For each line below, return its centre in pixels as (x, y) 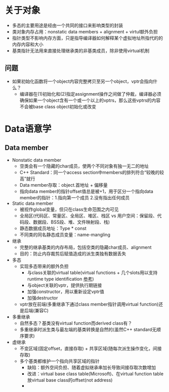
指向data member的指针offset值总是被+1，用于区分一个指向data (87, 191)
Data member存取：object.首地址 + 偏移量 (64, 185)
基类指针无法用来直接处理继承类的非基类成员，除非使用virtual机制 (81, 51)
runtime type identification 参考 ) (60, 279)
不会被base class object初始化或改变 (58, 106)
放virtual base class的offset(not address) (70, 380)
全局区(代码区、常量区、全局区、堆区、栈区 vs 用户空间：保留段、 (88, 215)
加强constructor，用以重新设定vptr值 (66, 291)
